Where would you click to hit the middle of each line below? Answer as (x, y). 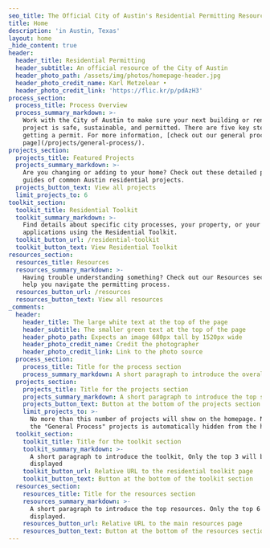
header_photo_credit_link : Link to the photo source (113, 352)
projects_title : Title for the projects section (106, 389)
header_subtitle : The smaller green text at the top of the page (135, 329)
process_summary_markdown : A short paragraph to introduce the (131, 374)
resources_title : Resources (63, 262)
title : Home (28, 23)
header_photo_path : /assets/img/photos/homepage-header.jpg (118, 76)
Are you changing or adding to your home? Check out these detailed (140, 173)
